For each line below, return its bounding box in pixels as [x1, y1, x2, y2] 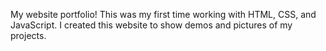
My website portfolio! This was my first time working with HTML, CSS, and [10, 9, 317, 20]
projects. [10, 30, 47, 41]
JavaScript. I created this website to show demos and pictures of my [10, 19, 293, 31]
